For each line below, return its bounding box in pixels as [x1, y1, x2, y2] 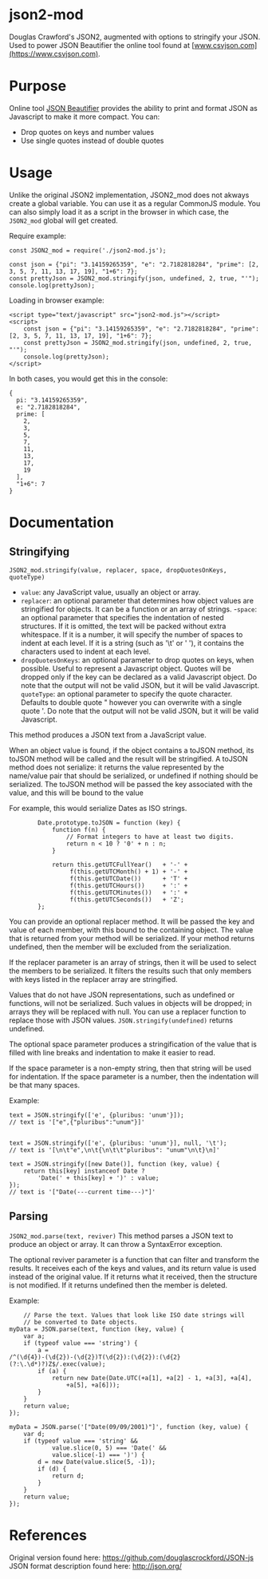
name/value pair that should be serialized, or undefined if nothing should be [9, 770, 258, 780]
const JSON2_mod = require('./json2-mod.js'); [9, 246, 167, 255]
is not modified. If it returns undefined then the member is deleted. [9, 1280, 228, 1290]
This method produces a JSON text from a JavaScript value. [9, 730, 207, 739]
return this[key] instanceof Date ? [23, 1167, 146, 1175]
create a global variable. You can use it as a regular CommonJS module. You [9, 198, 261, 208]
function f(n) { [51, 825, 106, 833]
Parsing [9, 1209, 49, 1223]
